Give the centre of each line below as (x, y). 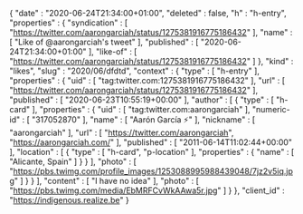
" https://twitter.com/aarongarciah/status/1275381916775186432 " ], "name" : (151, 32)
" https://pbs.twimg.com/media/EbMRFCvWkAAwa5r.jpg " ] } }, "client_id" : (147, 190)
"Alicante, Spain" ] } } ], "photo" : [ (73, 161)
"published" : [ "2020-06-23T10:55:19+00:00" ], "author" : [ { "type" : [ (142, 100)
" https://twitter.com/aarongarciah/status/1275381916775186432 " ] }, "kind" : (151, 61)
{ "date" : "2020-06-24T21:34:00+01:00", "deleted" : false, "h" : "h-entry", (148, 13)
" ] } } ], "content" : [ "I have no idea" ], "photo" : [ (106, 181)
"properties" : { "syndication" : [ (69, 23)
